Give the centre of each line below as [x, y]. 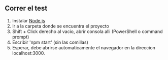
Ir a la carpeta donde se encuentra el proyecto [61, 26]
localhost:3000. [28, 53]
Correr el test [26, 8]
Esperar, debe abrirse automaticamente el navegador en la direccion [84, 47]
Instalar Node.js [28, 20]
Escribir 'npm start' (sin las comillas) [50, 42]
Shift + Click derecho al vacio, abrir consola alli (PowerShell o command [87, 31]
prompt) [21, 37]
